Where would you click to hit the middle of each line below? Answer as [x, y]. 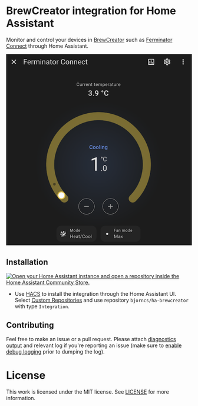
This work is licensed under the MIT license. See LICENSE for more [88, 392]
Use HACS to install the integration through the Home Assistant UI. [95, 294]
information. [21, 398]
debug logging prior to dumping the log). [55, 351]
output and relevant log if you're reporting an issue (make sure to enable [94, 345]
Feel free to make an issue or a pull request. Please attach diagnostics [91, 339]
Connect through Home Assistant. [47, 46]
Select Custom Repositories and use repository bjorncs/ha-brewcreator [101, 300]
